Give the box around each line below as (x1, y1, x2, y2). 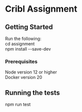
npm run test (5, 101, 31, 108)
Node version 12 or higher (5, 69, 57, 75)
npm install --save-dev (5, 46, 51, 52)
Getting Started (5, 23, 53, 31)
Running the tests (5, 89, 60, 97)
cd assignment (5, 41, 35, 47)
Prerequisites (5, 58, 38, 65)
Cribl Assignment (5, 3, 78, 15)
